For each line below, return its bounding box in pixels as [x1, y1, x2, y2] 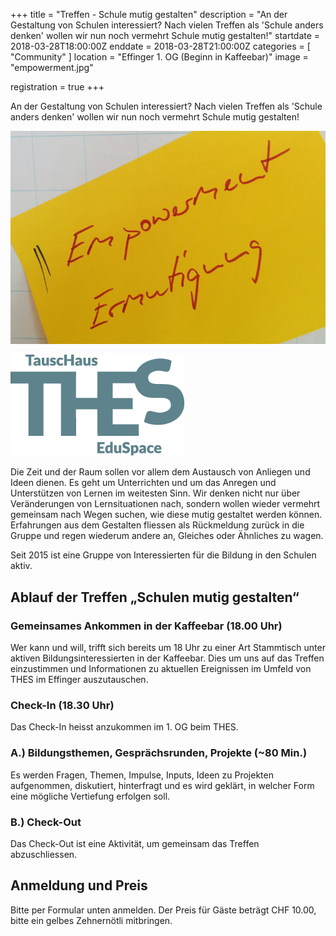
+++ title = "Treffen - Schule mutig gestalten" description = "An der [10, 9, 288, 20]
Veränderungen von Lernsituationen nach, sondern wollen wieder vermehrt [10, 498, 321, 510]
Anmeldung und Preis [10, 877, 148, 894]
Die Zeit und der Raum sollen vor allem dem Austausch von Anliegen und [10, 466, 311, 478]
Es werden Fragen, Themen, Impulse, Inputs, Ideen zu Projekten [10, 769, 274, 781]
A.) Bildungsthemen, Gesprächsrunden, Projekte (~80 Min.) [10, 746, 308, 760]
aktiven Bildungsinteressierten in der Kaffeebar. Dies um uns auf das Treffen [10, 652, 325, 664]
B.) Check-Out [10, 815, 82, 829]
